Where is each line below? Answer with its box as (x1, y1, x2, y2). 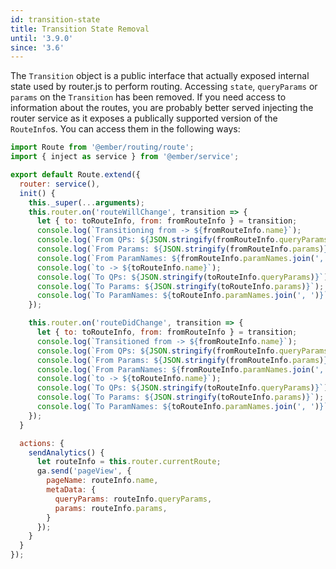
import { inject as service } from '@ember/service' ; (10, 152, 240, 162)
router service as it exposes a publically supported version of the (10, 112, 278, 125)
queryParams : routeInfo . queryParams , (54, 494, 213, 504)
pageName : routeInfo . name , (46, 476, 159, 486)
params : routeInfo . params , (54, 503, 168, 513)
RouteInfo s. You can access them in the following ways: (10, 123, 241, 135)
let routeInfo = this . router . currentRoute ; (36, 457, 222, 467)
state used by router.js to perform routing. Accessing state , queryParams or (10, 81, 318, 93)
